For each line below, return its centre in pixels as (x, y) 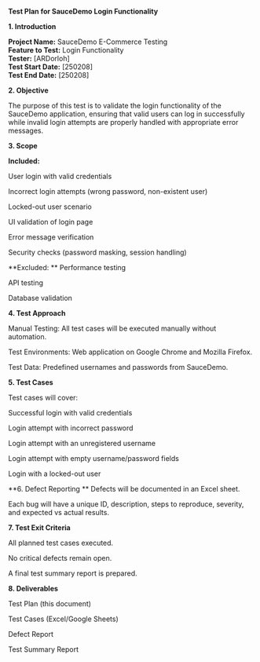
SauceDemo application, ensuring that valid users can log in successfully (126, 114)
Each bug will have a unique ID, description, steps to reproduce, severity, (126, 504)
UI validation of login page (51, 222)
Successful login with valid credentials (70, 413)
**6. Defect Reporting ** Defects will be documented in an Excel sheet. (124, 489)
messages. (26, 130)
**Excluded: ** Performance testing (67, 267)
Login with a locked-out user (55, 474)
